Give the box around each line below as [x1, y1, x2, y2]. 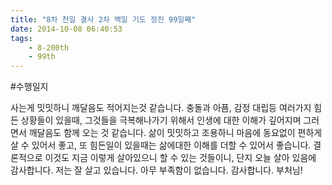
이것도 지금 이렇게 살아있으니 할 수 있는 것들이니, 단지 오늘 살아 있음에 [44, 152, 317, 164]
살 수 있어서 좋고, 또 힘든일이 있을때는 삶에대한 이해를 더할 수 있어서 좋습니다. [10, 139, 312, 151]
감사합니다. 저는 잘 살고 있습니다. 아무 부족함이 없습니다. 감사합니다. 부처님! [10, 164, 303, 176]
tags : [10, 33, 33, 43]
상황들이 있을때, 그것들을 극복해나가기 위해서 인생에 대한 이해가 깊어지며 [20, 114, 302, 126]
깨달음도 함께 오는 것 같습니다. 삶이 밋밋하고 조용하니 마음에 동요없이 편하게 [28, 127, 323, 139]
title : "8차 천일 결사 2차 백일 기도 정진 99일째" [10, 14, 197, 25]
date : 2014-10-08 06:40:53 [10, 24, 123, 34]
